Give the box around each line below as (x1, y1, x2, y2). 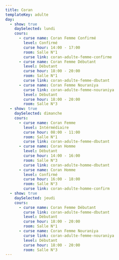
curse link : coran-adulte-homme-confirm (23, 186, 110, 191)
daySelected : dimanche (14, 111, 62, 116)
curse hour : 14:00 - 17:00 (23, 45, 81, 50)
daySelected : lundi (14, 26, 56, 31)
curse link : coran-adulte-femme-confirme (23, 54, 112, 60)
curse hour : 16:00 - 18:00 (23, 177, 81, 182)
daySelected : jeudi (14, 195, 56, 200)
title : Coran (5, 7, 33, 13)
